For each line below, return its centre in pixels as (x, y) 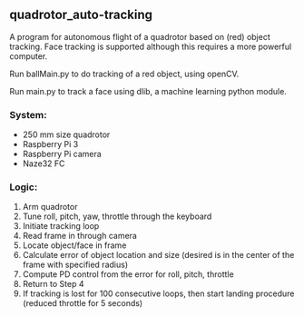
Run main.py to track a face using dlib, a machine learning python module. (148, 91)
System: (28, 114)
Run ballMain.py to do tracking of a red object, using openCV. (124, 74)
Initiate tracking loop (61, 226)
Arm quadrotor (50, 207)
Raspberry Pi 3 (50, 144)
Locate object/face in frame (74, 245)
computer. (29, 56)
